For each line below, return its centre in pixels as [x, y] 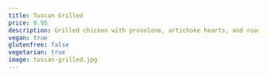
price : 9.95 [28, 23]
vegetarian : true [37, 52]
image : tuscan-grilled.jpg [53, 60]
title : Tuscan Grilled [46, 15]
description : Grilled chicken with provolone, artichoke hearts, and [126, 30]
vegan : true [28, 38]
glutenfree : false [39, 45]
